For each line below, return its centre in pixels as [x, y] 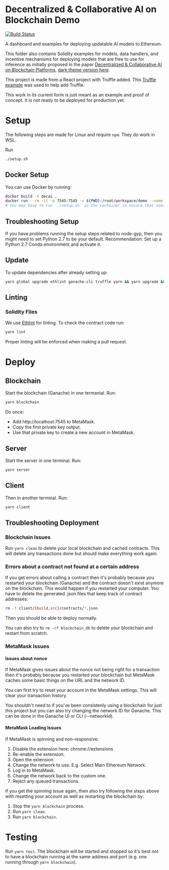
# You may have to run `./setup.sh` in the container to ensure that [80, 206]
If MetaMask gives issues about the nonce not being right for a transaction [82, 670]
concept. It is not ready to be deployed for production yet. [65, 100]
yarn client [18, 507]
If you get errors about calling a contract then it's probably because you [80, 578]
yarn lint [16, 332]
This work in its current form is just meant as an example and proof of [77, 95]
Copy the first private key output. [47, 427]
